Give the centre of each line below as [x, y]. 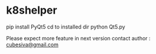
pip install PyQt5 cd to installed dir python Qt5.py [66, 27]
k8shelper [32, 10]
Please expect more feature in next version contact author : [78, 38]
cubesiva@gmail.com [32, 45]
